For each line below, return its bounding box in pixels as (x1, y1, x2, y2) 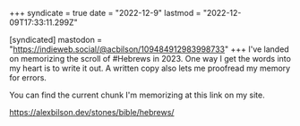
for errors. (9, 72, 47, 83)
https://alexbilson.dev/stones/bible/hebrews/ (9, 107, 175, 117)
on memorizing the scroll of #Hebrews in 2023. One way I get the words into (9, 54, 291, 63)
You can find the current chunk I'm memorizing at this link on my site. (9, 89, 266, 100)
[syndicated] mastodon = (9, 35, 103, 45)
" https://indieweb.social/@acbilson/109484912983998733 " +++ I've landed (9, 44, 289, 55)
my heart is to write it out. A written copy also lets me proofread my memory (9, 63, 291, 73)
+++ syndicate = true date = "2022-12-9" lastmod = (9, 8, 201, 18)
